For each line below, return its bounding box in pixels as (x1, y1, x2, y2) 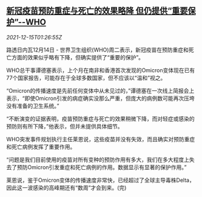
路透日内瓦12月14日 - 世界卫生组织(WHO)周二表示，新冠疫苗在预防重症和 (6, 46, 189, 53)
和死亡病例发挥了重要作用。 (6, 143, 76, 150)
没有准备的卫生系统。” (6, 102, 59, 109)
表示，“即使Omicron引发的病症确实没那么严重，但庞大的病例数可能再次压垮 (6, 95, 195, 102)
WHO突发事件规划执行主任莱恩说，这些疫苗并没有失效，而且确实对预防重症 (6, 135, 195, 142)
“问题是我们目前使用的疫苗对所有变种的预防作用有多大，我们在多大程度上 (6, 156, 190, 163)
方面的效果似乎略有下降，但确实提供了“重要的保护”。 (11, 53, 144, 61)
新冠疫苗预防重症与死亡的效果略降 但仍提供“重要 (6, 5, 188, 16)
